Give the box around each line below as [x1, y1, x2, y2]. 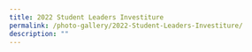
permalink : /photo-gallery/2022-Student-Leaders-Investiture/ [9, 21, 243, 30]
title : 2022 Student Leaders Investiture [9, 12, 164, 22]
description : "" [9, 29, 69, 38]
